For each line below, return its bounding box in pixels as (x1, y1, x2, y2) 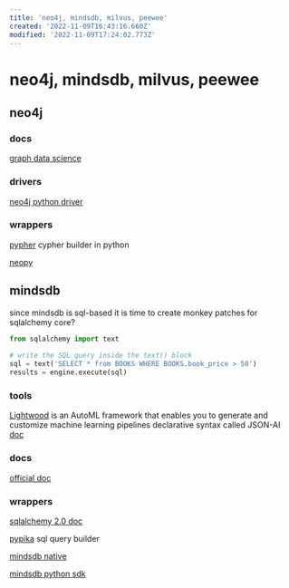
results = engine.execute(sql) (9, 368, 128, 377)
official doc (9, 472, 52, 483)
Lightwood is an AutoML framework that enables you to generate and (9, 410, 269, 421)
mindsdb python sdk (9, 568, 86, 579)
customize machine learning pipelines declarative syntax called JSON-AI (9, 419, 281, 430)
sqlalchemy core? (9, 316, 75, 327)
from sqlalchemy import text (9, 334, 120, 343)
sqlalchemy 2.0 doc (9, 516, 83, 526)
